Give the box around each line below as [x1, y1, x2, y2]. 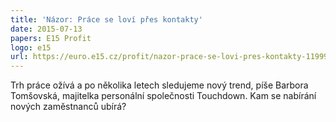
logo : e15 [10, 42, 52, 53]
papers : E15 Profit [10, 33, 92, 43]
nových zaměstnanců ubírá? [10, 101, 127, 113]
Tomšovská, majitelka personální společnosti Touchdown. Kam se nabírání [10, 90, 317, 102]
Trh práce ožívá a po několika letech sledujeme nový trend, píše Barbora [10, 79, 309, 91]
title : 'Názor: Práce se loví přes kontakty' [10, 14, 203, 25]
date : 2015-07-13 [10, 24, 83, 34]
